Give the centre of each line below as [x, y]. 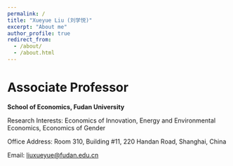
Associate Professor [68, 88]
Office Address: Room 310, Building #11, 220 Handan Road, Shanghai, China [117, 141]
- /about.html [34, 53]
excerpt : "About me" [38, 27]
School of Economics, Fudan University [66, 106]
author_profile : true [39, 33]
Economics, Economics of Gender [56, 127]
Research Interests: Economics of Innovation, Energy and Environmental [112, 120]
